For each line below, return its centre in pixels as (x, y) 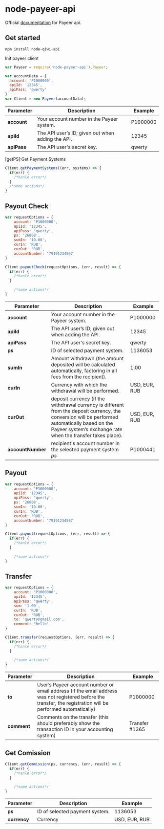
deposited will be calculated (83, 364)
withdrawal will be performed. (85, 391)
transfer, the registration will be (73, 703)
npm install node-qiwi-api (32, 49)
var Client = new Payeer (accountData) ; (46, 99)
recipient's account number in (85, 443)
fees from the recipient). (79, 376)
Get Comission (28, 753)
